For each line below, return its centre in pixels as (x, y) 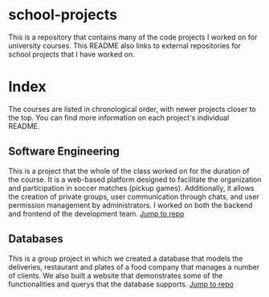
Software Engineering (64, 152)
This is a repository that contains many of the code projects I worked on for (133, 37)
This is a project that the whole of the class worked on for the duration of (129, 171)
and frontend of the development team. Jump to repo (96, 213)
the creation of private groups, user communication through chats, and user (134, 196)
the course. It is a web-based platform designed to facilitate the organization (135, 179)
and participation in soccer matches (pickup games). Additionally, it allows (131, 188)
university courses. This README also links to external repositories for (125, 45)
